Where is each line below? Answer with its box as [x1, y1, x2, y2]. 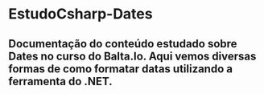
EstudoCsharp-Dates [8, 5, 153, 23]
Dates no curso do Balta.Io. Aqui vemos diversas [8, 49, 257, 63]
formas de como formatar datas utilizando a [8, 62, 233, 76]
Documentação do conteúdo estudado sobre [8, 37, 237, 51]
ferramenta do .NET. [8, 74, 113, 88]
